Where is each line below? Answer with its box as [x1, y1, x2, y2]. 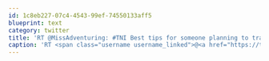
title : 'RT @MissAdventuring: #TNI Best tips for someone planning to [8, 33, 249, 42]
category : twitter [8, 26, 70, 34]
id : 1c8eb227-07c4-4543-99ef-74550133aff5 [8, 11, 152, 20]
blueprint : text [8, 19, 62, 27]
